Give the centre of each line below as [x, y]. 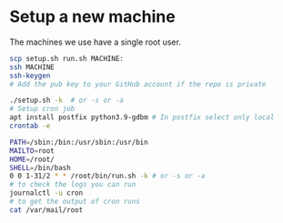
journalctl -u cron [46, 193]
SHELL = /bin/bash [40, 167]
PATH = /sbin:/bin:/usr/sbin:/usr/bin [79, 142]
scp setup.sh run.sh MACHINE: [67, 58]
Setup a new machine [92, 17]
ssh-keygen [30, 76]
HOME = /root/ [32, 159]
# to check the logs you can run [73, 185]
